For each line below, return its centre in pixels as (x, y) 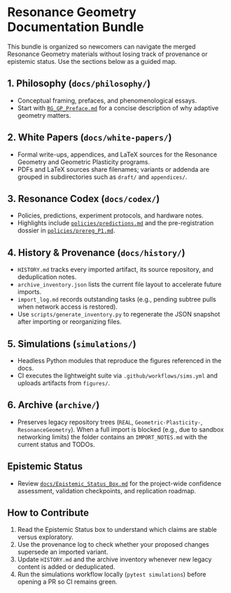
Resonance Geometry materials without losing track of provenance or (107, 54)
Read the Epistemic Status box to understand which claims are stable (117, 530)
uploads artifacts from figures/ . (64, 383)
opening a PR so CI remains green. (67, 582)
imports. (29, 292)
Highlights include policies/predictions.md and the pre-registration (115, 223)
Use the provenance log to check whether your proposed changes (113, 545)
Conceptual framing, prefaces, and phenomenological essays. (107, 100)
